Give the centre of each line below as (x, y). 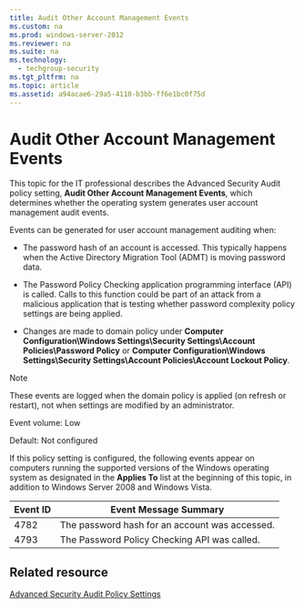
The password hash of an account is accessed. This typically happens (155, 248)
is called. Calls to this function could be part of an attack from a (142, 294)
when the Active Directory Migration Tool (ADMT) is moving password (154, 258)
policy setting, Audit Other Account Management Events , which (131, 193)
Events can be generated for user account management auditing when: (143, 230)
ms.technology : (38, 60)
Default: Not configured (54, 441)
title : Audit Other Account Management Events (99, 18)
